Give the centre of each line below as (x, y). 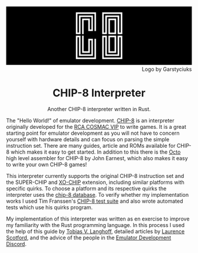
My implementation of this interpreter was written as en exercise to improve (98, 219)
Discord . (16, 244)
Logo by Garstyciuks (167, 69)
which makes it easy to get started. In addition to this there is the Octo (96, 152)
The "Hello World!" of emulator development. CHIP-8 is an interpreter (90, 121)
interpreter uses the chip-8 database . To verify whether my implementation (98, 195)
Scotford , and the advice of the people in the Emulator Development (89, 238)
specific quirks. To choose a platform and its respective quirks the (86, 189)
